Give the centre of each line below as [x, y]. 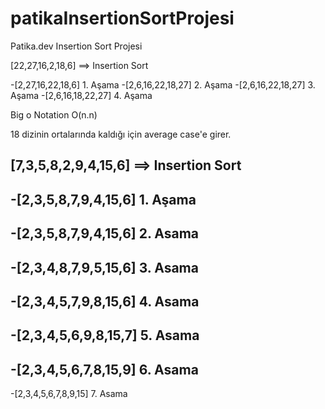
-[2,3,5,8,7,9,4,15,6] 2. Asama [105, 233]
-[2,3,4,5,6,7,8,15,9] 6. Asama [104, 369]
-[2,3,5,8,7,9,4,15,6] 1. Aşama [103, 199]
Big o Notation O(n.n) [54, 114]
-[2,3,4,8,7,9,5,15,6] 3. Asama [104, 267]
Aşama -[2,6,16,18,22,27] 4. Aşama [81, 95]
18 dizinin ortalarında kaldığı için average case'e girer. [121, 134]
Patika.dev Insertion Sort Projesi [76, 46]
